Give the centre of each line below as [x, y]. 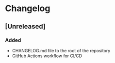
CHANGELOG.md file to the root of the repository [61, 50]
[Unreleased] [25, 26]
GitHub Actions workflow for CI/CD [47, 56]
